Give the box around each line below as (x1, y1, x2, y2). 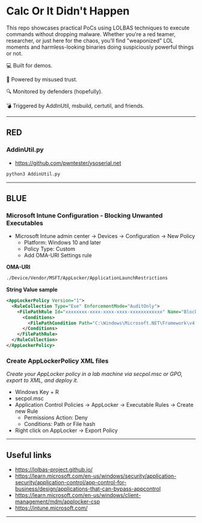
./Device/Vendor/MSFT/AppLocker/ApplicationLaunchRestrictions (6, 275, 168, 281)
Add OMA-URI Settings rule (23, 252, 92, 259)
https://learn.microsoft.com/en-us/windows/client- (14, 492, 141, 499)
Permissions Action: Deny (23, 414, 88, 421)
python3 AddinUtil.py (6, 171, 61, 177)
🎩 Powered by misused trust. (6, 75, 78, 83)
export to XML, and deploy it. (6, 377, 79, 384)
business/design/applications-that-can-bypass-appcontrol (14, 485, 161, 492)
